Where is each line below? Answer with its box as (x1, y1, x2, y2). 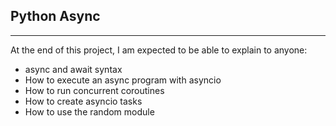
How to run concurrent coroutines (24, 84, 165, 96)
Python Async (10, 8, 101, 25)
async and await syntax (24, 63, 123, 75)
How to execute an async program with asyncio (24, 74, 222, 86)
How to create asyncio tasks (24, 95, 143, 107)
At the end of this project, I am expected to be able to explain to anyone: (10, 44, 308, 56)
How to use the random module (24, 105, 155, 118)
